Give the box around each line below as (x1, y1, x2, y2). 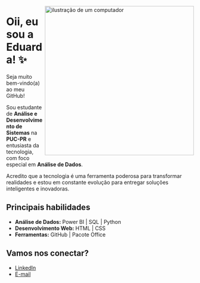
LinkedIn (14, 264, 36, 271)
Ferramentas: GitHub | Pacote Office (14, 230, 106, 238)
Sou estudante (6, 103, 42, 110)
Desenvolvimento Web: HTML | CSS (14, 224, 106, 232)
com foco (6, 154, 30, 161)
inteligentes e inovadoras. (6, 185, 70, 192)
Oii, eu (6, 15, 39, 29)
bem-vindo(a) (6, 79, 40, 87)
